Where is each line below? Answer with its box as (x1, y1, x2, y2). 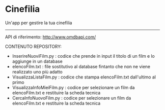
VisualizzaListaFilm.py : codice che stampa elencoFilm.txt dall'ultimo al (12, 74, 156, 80)
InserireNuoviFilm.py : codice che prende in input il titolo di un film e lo (12, 53, 155, 59)
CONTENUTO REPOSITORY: (5, 43, 62, 49)
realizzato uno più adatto (12, 69, 63, 74)
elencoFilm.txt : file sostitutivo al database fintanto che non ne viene (12, 63, 151, 70)
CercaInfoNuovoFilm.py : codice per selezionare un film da (12, 95, 131, 101)
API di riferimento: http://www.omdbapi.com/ (5, 34, 96, 40)
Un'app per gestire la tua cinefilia (5, 20, 72, 26)
